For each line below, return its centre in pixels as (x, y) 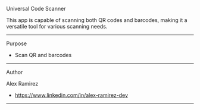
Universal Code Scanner (36, 9)
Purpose (17, 43)
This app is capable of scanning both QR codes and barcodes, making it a (97, 20)
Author (15, 72)
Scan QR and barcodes (43, 55)
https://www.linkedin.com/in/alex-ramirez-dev (71, 95)
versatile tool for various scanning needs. (57, 26)
